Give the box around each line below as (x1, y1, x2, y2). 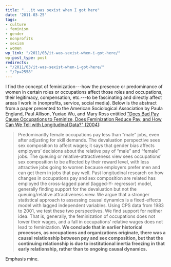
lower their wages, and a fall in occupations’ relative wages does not (17, 219, 163, 224)
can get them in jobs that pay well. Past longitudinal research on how (17, 170, 164, 176)
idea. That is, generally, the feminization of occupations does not (17, 213, 156, 219)
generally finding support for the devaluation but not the (17, 186, 137, 192)
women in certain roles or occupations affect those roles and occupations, (5, 89, 163, 95)
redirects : (5, 60, 29, 65)
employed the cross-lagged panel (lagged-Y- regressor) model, (17, 180, 153, 187)
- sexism (5, 41, 24, 46)
